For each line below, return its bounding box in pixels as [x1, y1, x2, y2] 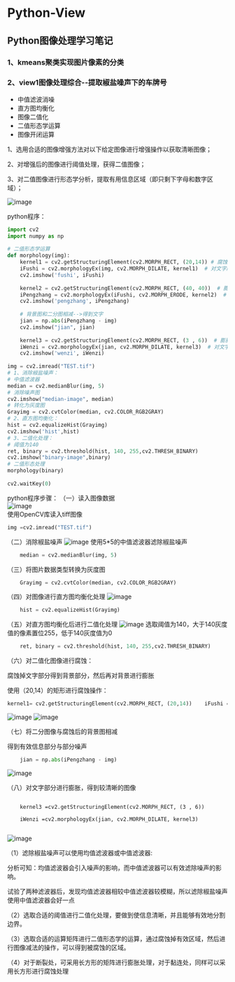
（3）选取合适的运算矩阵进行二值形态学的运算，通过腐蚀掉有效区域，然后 [7, 934, 220, 943]
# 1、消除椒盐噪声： [7, 369, 59, 376]
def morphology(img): [7, 252, 71, 259]
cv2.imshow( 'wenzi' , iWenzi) [20, 350, 105, 357]
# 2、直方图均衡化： [7, 415, 59, 422]
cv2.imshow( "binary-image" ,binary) [7, 454, 111, 461]
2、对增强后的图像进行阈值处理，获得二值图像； [7, 160, 146, 168]
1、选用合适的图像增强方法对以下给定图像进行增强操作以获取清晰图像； [7, 145, 212, 154]
